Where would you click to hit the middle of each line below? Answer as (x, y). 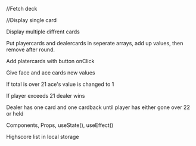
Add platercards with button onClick (50, 61)
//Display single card (32, 20)
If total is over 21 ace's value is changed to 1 (60, 84)
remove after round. (31, 49)
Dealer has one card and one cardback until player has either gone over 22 (98, 107)
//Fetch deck (22, 9)
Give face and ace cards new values (51, 73)
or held (15, 114)
